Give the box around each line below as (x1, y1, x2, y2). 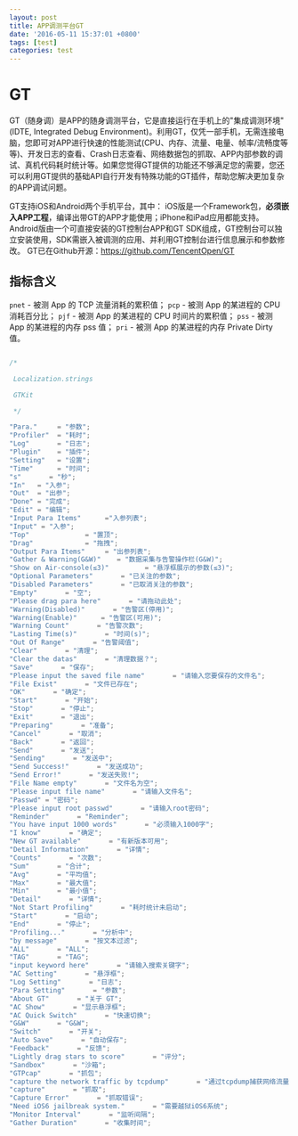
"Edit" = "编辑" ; (9, 505, 71, 515)
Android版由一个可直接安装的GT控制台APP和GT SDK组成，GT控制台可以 (9, 224, 276, 234)
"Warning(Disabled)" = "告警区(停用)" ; (9, 605, 174, 614)
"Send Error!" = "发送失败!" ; (9, 771, 140, 780)
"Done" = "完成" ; (9, 497, 71, 506)
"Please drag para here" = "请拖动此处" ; (9, 596, 182, 606)
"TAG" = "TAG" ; (9, 952, 90, 962)
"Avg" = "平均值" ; (9, 870, 98, 879)
